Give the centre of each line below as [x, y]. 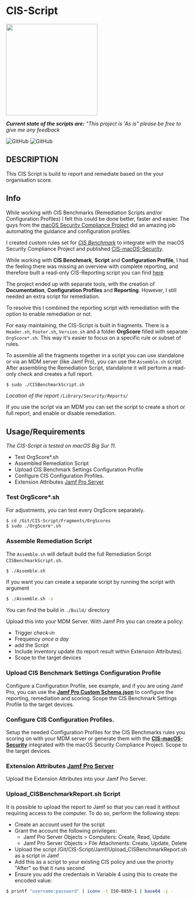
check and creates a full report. [55, 374]
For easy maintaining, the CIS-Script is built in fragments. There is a [88, 325]
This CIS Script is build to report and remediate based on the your [85, 173]
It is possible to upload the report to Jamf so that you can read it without [93, 807]
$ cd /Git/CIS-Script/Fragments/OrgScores [58, 521]
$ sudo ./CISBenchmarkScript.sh [45, 385]
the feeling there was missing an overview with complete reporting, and [92, 266]
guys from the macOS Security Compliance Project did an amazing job [91, 225]
